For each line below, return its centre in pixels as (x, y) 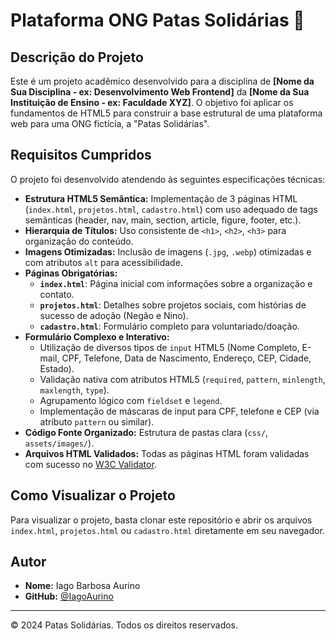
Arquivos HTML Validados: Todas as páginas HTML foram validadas (167, 453)
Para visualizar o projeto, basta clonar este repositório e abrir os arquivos (161, 520)
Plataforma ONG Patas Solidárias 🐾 (157, 20)
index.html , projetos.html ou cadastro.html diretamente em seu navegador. (167, 530)
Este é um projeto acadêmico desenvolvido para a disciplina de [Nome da (162, 81)
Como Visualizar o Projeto (93, 495)
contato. (57, 294)
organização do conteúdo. (79, 241)
